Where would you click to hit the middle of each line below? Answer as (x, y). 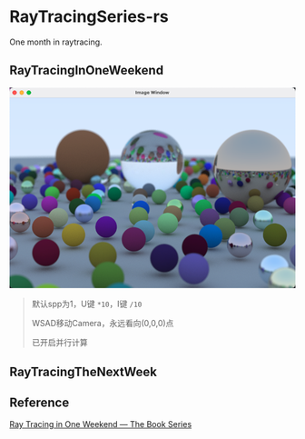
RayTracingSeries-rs (89, 17)
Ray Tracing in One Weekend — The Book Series (101, 424)
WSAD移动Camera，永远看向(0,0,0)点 (103, 324)
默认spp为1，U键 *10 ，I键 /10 (87, 304)
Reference (39, 402)
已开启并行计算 (59, 343)
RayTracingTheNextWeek (83, 371)
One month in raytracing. (56, 42)
